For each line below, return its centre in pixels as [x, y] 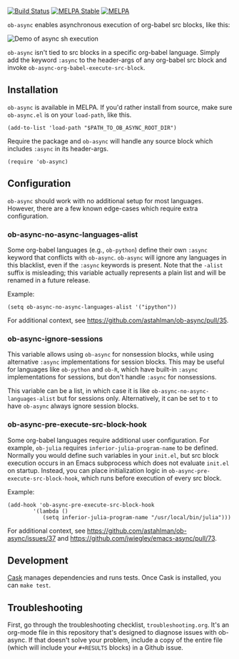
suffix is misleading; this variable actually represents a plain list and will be [117, 272]
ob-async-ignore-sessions [55, 339]
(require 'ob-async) [38, 162]
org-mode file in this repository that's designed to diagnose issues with [112, 633]
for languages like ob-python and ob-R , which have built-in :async [103, 369]
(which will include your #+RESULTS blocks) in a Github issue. [95, 648]
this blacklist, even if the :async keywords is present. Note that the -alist [115, 265]
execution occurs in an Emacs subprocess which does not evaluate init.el [118, 463]
